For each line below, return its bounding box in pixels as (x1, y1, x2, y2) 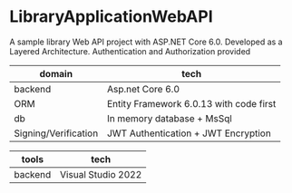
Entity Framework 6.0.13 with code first (107, 97, 277, 110)
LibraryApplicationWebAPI (9, 6, 213, 27)
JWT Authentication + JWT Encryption (107, 127, 272, 140)
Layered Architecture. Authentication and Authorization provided (9, 45, 251, 56)
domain (39, 67, 73, 80)
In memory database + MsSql (107, 111, 233, 124)
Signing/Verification (14, 127, 99, 140)
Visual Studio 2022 (60, 168, 142, 180)
